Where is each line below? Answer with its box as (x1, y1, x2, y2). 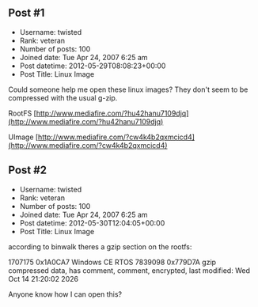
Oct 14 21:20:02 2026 (8, 274, 79, 283)
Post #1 (8, 6, 45, 20)
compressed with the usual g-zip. (8, 93, 118, 102)
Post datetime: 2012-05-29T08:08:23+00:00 (19, 61, 166, 70)
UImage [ (8, 132, 39, 142)
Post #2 (8, 164, 47, 177)
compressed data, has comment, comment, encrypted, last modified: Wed (8, 265, 251, 275)
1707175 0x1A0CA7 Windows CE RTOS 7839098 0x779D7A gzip (8, 257, 216, 267)
